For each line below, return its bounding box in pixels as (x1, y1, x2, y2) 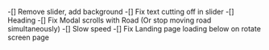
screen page (7, 32, 50, 42)
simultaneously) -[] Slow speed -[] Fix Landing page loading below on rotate (7, 24, 261, 33)
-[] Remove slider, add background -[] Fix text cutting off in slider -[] (7, 7, 234, 16)
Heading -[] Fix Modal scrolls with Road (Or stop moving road (7, 15, 212, 25)
